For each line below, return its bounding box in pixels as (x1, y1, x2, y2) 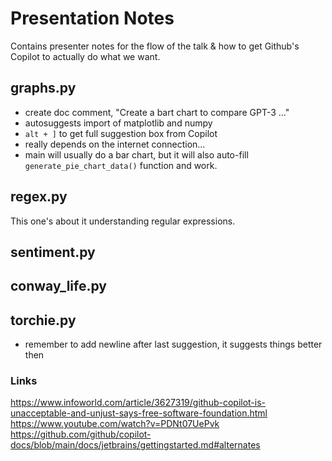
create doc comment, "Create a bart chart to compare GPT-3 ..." (24, 106, 290, 118)
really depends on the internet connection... (24, 138, 206, 150)
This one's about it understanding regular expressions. (10, 215, 236, 227)
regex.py (10, 188, 68, 206)
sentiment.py (10, 243, 96, 261)
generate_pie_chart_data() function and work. (24, 159, 218, 171)
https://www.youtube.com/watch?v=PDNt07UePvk (10, 418, 220, 430)
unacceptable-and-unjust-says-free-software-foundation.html (10, 407, 268, 419)
